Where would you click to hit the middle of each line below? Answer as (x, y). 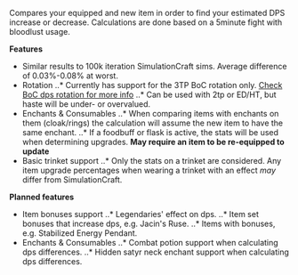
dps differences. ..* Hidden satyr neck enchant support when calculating (155, 252)
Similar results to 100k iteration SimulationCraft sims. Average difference (154, 66)
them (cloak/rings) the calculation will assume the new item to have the (153, 123)
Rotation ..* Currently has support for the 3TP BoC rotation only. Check (152, 85)
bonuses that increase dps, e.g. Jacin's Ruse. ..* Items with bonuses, (149, 223)
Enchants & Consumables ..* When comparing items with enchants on (150, 113)
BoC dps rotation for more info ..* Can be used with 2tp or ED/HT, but (149, 94)
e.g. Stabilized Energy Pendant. (80, 233)
